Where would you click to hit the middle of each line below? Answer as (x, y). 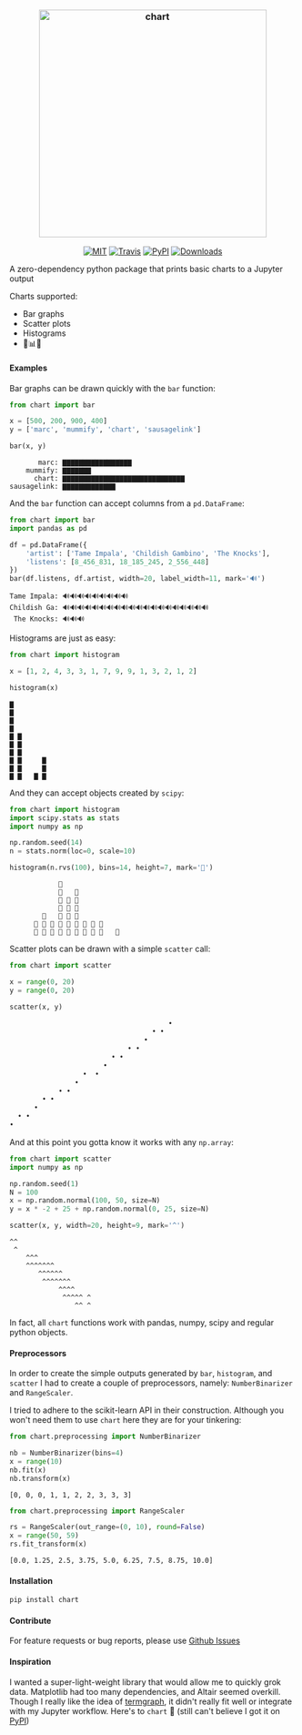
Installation (31, 1580)
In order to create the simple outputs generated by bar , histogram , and (141, 1374)
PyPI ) (20, 1720)
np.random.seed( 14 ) (46, 843)
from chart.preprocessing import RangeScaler (97, 1511)
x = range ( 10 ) (36, 1461)
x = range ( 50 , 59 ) (44, 1536)
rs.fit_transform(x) (49, 1544)
